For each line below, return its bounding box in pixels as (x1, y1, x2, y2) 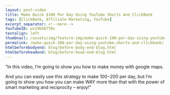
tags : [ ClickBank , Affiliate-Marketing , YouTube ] (5, 17, 112, 22)
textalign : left (5, 31, 39, 36)
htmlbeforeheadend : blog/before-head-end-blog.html (5, 50, 116, 55)
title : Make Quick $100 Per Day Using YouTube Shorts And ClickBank (5, 12, 153, 17)
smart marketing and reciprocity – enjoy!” (5, 84, 92, 90)
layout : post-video (5, 7, 47, 13)
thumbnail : (5, 36, 28, 41)
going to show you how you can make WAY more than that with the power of (5, 79, 165, 85)
